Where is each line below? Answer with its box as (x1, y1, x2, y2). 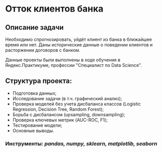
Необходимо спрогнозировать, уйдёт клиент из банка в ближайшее (5, 36, 152, 42)
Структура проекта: (5, 77, 72, 86)
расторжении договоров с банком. (5, 47, 80, 53)
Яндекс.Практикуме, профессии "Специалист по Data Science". (5, 62, 142, 68)
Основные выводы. (12, 127, 54, 133)
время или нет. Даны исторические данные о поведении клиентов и (5, 42, 153, 48)
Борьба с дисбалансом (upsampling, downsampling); (12, 111, 126, 117)
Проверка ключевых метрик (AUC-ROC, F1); (12, 117, 108, 123)
